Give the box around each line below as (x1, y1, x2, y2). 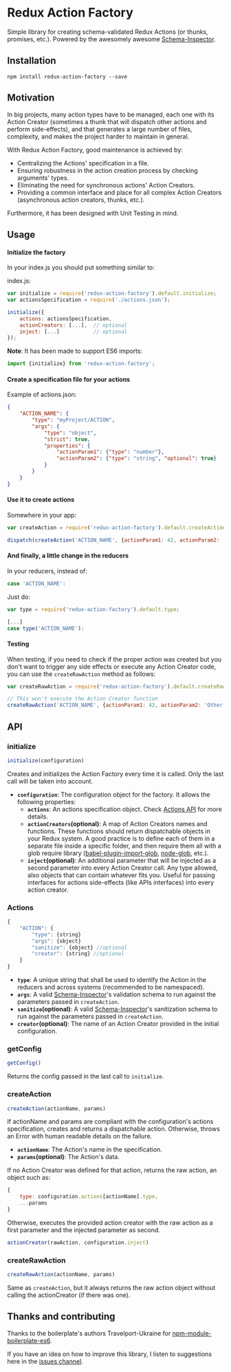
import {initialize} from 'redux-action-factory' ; (7, 360, 155, 367)
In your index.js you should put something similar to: (7, 263, 155, 272)
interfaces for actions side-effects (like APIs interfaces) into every (27, 878, 214, 886)
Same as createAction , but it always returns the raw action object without (7, 1283, 216, 1291)
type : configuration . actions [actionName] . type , (19, 1194, 158, 1200)
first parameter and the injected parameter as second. (7, 1225, 160, 1234)
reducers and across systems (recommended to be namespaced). (16, 983, 205, 992)
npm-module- (172, 1329, 212, 1338)
